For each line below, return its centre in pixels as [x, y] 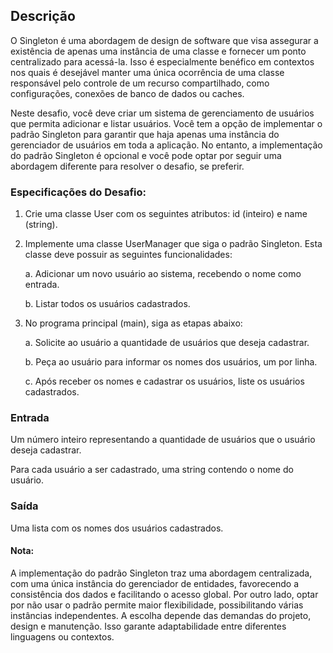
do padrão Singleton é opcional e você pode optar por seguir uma [146, 155]
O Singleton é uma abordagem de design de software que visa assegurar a [164, 40]
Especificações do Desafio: [78, 192]
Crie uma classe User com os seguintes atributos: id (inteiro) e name [166, 214]
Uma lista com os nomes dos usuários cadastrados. [117, 528]
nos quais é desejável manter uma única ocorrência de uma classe [147, 72]
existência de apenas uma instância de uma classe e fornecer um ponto [158, 51]
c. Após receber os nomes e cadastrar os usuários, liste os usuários [164, 381]
